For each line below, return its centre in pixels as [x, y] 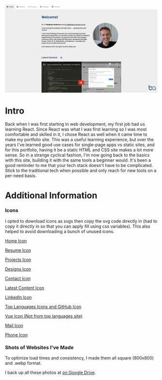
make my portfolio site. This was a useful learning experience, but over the [79, 140]
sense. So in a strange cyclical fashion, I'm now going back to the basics [77, 155]
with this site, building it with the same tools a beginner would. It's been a [78, 160]
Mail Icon [14, 325]
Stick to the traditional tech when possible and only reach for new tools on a [81, 171]
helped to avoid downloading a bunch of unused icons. [60, 231]
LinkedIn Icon [19, 297]
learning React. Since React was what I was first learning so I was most [76, 129]
